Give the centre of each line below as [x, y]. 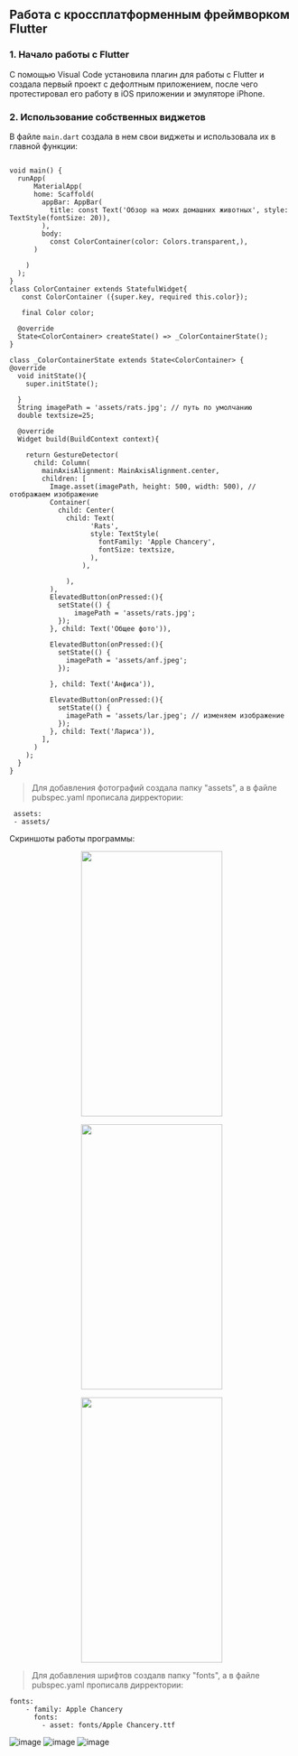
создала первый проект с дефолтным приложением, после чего [134, 84]
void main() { [36, 171]
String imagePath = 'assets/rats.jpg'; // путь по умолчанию [135, 407]
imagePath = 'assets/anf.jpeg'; [127, 660]
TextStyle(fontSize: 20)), [60, 218]
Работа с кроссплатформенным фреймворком [150, 15]
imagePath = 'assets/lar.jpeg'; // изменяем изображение [175, 715]
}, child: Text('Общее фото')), [110, 628]
